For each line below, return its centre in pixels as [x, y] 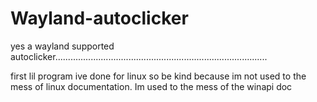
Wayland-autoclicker [99, 18]
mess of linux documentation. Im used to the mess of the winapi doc [151, 86]
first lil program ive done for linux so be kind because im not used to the [158, 76]
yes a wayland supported [62, 46]
